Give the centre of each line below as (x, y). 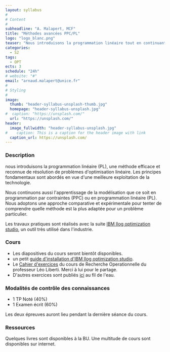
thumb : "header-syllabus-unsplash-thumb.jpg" (59, 105)
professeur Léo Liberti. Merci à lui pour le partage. (65, 269)
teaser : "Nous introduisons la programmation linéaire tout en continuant (86, 43)
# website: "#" (21, 76)
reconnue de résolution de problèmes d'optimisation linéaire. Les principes (83, 172)
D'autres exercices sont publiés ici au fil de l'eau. (64, 275)
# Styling (16, 90)
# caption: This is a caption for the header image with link (75, 133)
